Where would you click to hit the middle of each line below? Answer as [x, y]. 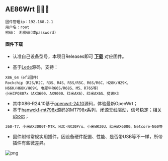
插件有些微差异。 [30, 143]
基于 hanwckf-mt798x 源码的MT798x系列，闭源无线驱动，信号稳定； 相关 [87, 110]
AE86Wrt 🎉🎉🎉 [27, 9]
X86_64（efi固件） [23, 78]
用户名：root [17, 27]
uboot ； [21, 116]
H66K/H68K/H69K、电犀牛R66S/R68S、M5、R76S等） [53, 89]
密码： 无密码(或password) [31, 32]
